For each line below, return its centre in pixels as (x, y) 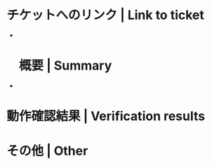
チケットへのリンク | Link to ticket (106, 15)
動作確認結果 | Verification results (106, 116)
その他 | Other (47, 151)
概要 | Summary (66, 66)
